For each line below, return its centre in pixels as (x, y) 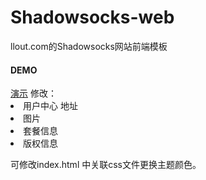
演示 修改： (33, 93)
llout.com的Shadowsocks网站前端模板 (89, 46)
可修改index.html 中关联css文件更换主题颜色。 (106, 165)
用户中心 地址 (50, 106)
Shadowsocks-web (92, 17)
